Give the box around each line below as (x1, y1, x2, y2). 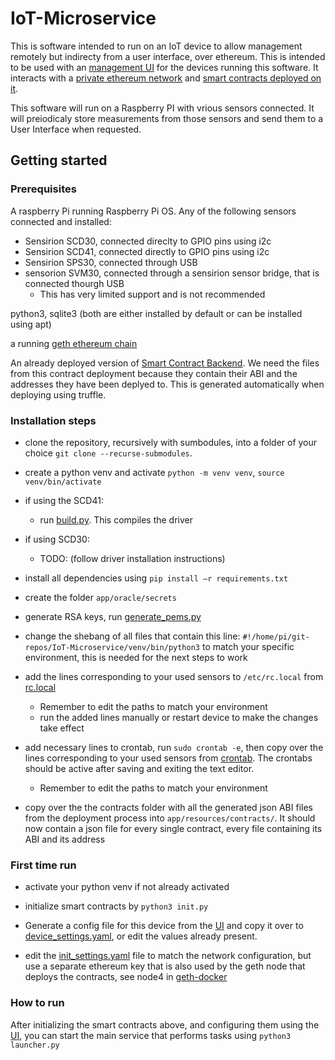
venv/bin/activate (24, 477, 102, 487)
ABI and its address (24, 833, 106, 845)
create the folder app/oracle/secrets (24, 591, 177, 603)
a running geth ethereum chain (10, 337, 138, 349)
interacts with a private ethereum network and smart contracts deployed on (10, 72, 322, 84)
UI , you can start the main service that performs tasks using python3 (10, 1029, 292, 1041)
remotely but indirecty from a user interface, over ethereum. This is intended (10, 50, 326, 62)
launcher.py (10, 1040, 60, 1050)
